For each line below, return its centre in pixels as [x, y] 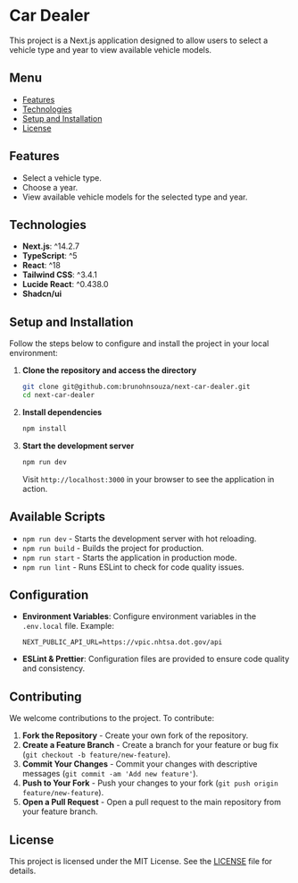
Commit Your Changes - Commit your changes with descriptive [140, 764]
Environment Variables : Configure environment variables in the [139, 616]
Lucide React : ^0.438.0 [65, 284]
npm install [44, 429]
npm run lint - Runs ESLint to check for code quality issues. [133, 567]
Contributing [46, 696]
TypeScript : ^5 [50, 256]
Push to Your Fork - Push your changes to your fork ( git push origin [150, 783]
